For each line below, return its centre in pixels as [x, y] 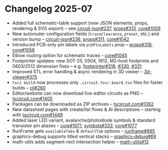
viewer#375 [25, 77]
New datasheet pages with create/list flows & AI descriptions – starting [86, 109]
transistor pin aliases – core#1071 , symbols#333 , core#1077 [75, 126]
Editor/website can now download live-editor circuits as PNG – [77, 93]
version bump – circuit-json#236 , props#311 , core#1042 [71, 39]
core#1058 [23, 50]
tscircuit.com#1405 [32, 98]
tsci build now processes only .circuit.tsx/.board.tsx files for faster [88, 82]
